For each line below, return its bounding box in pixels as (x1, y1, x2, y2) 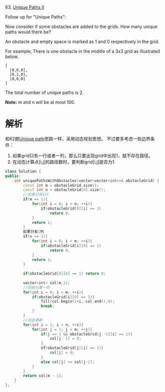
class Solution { (5, 168, 41, 174)
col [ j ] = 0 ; (49, 350, 75, 355)
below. (5, 53, 19, 59)
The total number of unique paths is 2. (5, 89, 84, 95)
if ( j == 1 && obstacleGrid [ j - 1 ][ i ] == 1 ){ (40, 331, 133, 336)
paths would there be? (5, 29, 51, 34)
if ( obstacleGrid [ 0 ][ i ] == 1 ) (40, 206, 101, 211)
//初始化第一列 (23, 285, 50, 290)
